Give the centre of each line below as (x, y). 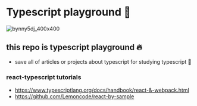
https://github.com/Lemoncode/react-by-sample (74, 96)
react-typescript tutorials (44, 77)
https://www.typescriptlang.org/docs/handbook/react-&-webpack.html (102, 90)
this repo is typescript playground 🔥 (74, 47)
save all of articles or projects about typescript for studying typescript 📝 (103, 61)
